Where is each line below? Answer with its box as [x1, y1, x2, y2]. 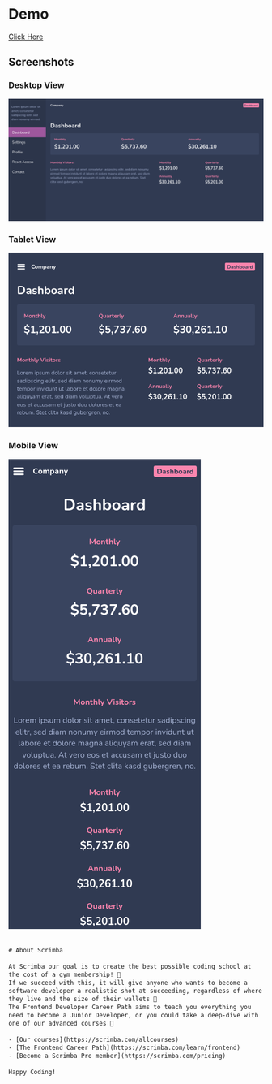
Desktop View [8, 80, 65, 91]
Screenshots [8, 55, 74, 69]
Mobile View [8, 440, 59, 451]
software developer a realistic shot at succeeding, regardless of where [8, 987, 263, 995]
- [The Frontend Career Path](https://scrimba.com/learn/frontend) [8, 1043, 241, 1052]
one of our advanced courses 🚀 [8, 1019, 114, 1027]
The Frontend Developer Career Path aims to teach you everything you [8, 1003, 252, 1011]
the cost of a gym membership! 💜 [8, 970, 121, 978]
